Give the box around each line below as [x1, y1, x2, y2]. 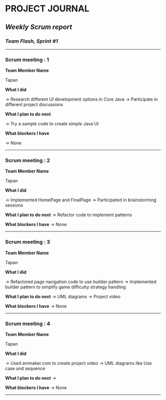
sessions [5, 202, 23, 208]
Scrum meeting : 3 [5, 238, 50, 245]
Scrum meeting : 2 [5, 157, 50, 164]
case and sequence [5, 365, 45, 372]
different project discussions [5, 102, 63, 108]
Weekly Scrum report [5, 23, 73, 31]
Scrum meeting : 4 [5, 320, 50, 327]
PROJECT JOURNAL [5, 3, 90, 14]
